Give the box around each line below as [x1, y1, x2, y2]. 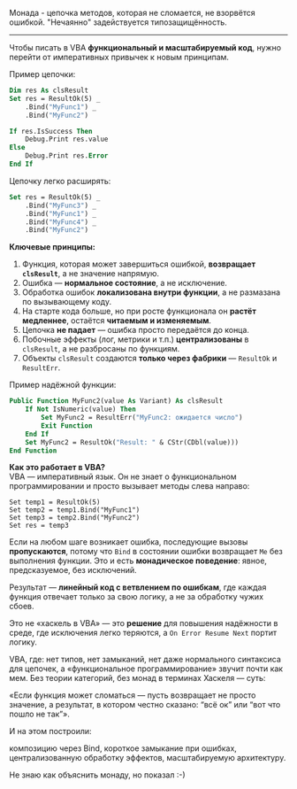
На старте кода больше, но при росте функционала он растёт [21, 306, 256, 317]
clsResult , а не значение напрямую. [21, 268, 160, 279]
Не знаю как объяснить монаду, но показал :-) [9, 770, 186, 780]
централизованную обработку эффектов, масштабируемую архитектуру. [9, 753, 286, 763]
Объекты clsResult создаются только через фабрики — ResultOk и [21, 353, 278, 364]
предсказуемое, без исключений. [9, 565, 137, 576]
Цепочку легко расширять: [9, 175, 111, 186]
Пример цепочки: [9, 69, 76, 79]
